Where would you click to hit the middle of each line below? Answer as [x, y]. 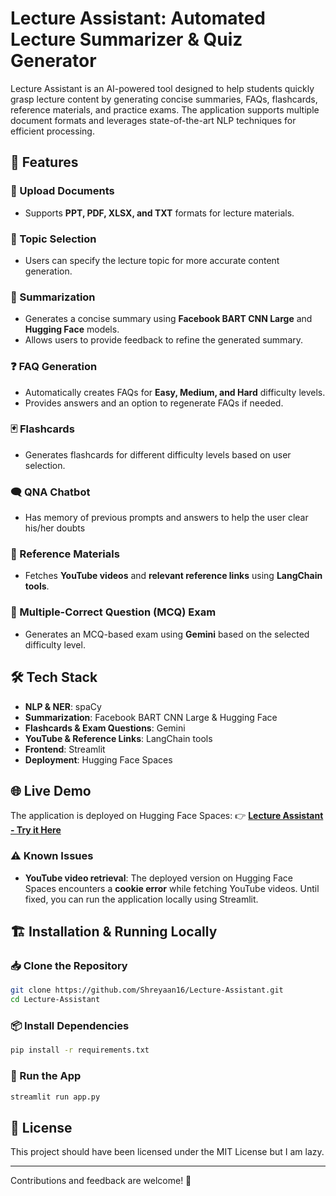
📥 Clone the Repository [69, 965]
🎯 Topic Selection [53, 239]
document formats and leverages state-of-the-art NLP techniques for [153, 120]
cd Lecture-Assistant [55, 1000]
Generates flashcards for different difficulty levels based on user [158, 454]
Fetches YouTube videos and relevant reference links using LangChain [173, 576]
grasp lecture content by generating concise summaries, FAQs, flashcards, [164, 99]
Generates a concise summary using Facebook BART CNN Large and [168, 319]
